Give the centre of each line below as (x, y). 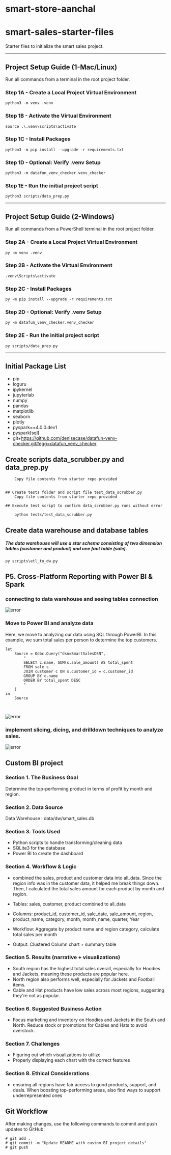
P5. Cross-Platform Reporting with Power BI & (79, 576)
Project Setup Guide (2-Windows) (60, 217)
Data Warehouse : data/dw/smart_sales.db (50, 818)
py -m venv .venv (24, 252)
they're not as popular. (36, 995)
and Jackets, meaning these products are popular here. (71, 974)
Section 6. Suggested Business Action (53, 1008)
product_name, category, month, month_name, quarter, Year (76, 919)
